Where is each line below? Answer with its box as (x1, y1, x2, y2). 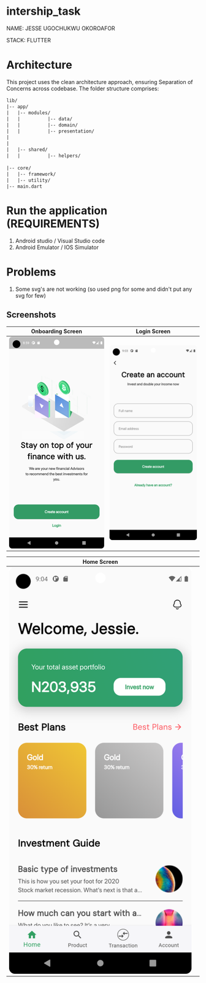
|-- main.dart (6, 183, 43, 190)
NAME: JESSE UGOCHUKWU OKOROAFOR (6, 25, 115, 32)
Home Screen (82, 558, 118, 565)
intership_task (6, 4, 81, 18)
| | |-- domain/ (6, 121, 78, 128)
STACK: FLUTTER (6, 36, 51, 44)
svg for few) (15, 291, 46, 299)
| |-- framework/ (6, 171, 56, 177)
